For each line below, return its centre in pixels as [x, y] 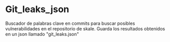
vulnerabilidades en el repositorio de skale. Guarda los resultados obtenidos [85, 28]
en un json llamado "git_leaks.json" [42, 34]
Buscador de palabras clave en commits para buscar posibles [70, 23]
